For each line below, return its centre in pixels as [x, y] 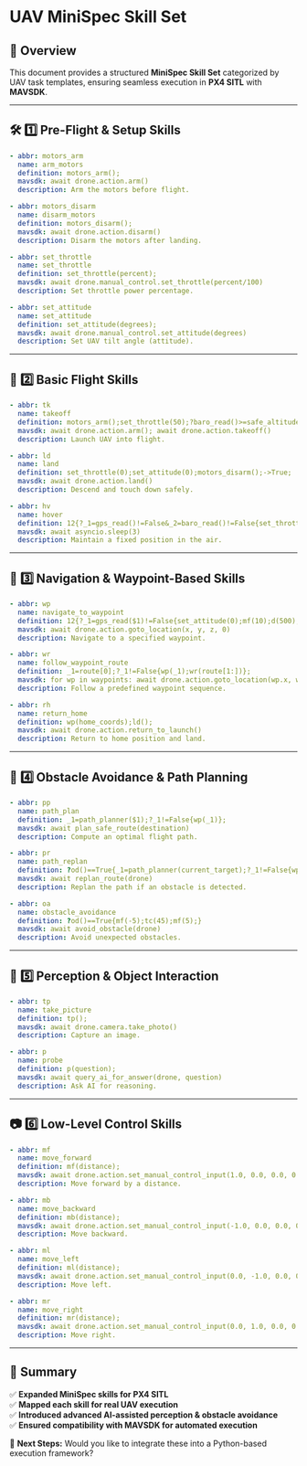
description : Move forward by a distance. [100, 1184]
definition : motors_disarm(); [75, 223]
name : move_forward [55, 1158]
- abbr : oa [30, 903]
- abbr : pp [30, 802]
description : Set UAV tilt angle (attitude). [106, 341]
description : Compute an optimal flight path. [108, 837]
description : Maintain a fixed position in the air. [120, 540]
